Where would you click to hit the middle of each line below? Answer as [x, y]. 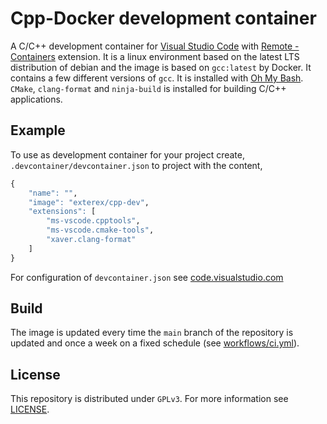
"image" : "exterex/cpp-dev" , [89, 202]
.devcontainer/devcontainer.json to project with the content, [136, 165]
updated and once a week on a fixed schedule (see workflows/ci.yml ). [155, 343]
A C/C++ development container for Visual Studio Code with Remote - [155, 46]
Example [38, 130]
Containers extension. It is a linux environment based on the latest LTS [155, 56]
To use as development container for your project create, [127, 154]
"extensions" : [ [62, 212]
